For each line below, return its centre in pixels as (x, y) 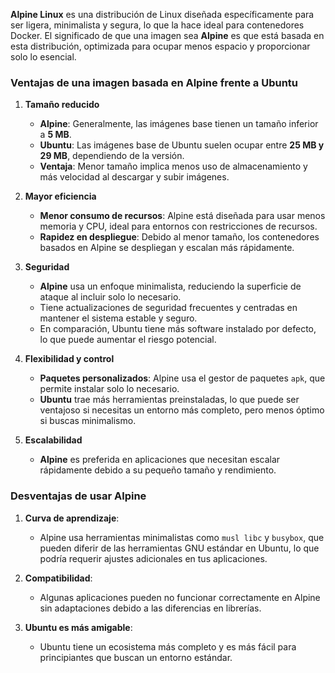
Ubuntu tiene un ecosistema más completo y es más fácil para (168, 646)
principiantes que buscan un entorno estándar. (136, 657)
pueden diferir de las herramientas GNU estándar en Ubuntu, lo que (179, 548)
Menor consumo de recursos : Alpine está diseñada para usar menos (182, 216)
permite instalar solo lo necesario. (109, 389)
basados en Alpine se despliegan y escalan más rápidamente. (167, 248)
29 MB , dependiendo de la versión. (112, 156)
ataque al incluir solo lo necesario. (110, 297)
